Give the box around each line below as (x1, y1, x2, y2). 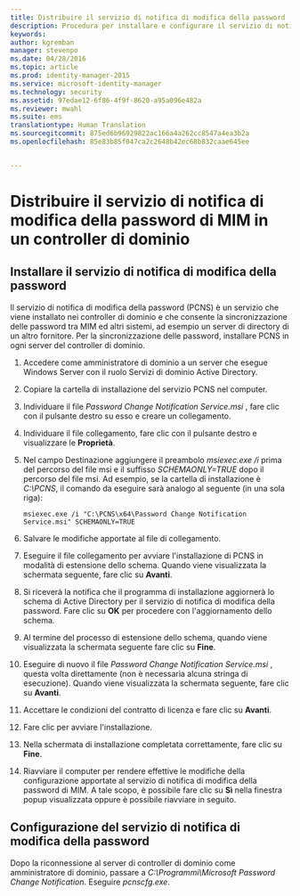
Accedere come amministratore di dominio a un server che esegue (22, 357, 268, 368)
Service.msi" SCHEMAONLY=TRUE (22, 517, 136, 526)
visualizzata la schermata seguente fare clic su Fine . (22, 641, 216, 652)
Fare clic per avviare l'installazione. (22, 721, 152, 732)
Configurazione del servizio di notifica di (10, 820, 241, 835)
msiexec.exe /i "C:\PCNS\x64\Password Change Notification (22, 509, 247, 518)
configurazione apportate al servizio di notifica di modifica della (22, 775, 257, 786)
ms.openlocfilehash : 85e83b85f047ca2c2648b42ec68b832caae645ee (10, 137, 250, 146)
